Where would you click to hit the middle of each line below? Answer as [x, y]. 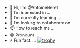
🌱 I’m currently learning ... [35, 18]
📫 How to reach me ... [32, 28]
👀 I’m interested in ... [30, 12]
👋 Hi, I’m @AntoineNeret [34, 7]
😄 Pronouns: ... [25, 35]
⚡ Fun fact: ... [23, 40]
